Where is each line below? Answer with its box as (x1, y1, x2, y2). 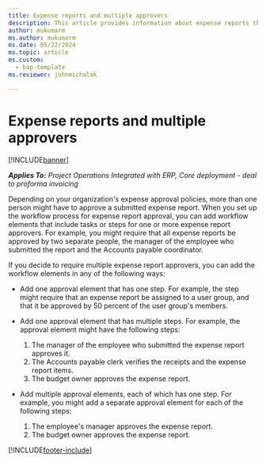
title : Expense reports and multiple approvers (8, 11, 169, 20)
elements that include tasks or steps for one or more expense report (8, 219, 231, 229)
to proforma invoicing (8, 179, 79, 188)
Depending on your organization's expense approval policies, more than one (8, 194, 257, 203)
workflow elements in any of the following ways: (8, 268, 166, 278)
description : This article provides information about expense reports (8, 19, 249, 27)
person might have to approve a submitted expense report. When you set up (8, 202, 257, 212)
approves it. (31, 348, 70, 358)
